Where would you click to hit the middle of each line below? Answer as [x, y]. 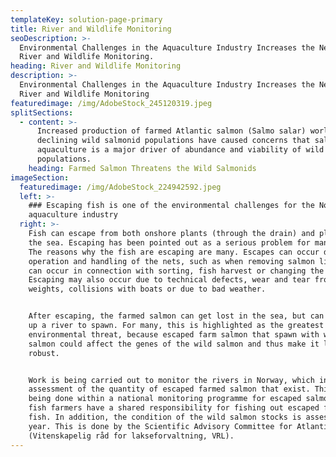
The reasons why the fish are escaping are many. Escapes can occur [174, 252]
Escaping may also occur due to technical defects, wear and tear [169, 280]
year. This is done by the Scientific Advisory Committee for [160, 426]
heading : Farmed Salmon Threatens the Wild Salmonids [142, 168]
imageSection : [40, 177]
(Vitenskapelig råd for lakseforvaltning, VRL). [131, 436]
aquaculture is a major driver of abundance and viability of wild [180, 150]
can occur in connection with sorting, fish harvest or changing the [176, 271]
